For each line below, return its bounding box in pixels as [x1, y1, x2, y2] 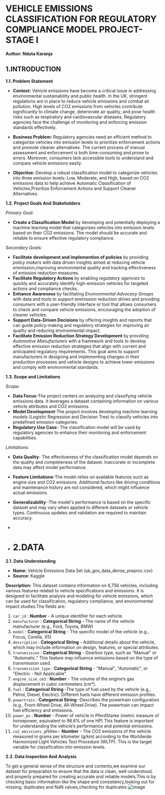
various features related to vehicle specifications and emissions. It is [5, 587, 144, 593]
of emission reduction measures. [12, 270, 80, 276]
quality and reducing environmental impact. [12, 327, 101, 333]
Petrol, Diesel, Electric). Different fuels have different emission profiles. [12, 691, 156, 697]
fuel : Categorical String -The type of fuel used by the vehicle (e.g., [12, 686, 151, 692]
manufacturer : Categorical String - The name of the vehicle [12, 618, 135, 624]
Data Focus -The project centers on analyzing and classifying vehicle [12, 393, 152, 398]
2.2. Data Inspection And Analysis [5, 753, 77, 759]
